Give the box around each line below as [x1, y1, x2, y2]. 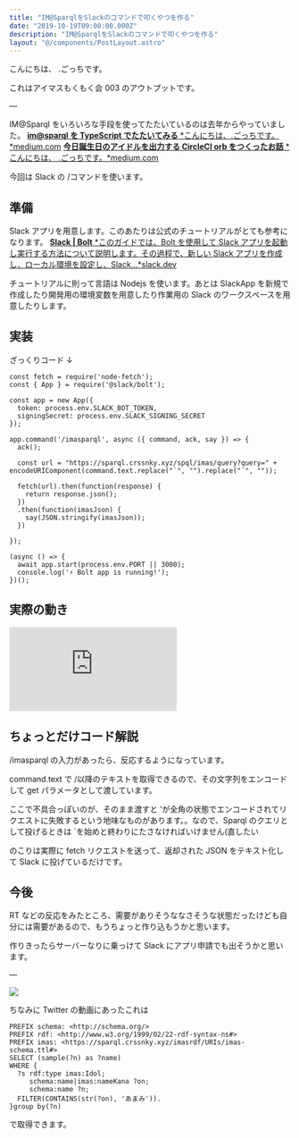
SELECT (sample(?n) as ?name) [9, 1054, 122, 1063]
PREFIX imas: [9, 1038, 58, 1047]
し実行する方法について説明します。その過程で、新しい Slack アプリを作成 [9, 248, 283, 259]
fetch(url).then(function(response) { [17, 482, 162, 491]
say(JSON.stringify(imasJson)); [25, 513, 145, 522]
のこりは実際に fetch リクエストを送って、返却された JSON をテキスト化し [9, 845, 284, 856]
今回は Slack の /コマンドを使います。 [9, 172, 148, 182]
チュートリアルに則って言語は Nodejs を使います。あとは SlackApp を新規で [9, 278, 289, 289]
